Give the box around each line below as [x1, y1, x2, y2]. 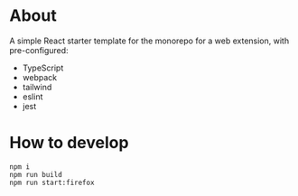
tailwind [22, 81, 52, 92]
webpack [22, 71, 57, 82]
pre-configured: [9, 44, 70, 55]
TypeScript [22, 62, 64, 73]
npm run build [9, 170, 63, 179]
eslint [22, 91, 43, 102]
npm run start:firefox [9, 178, 95, 187]
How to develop [9, 133, 129, 154]
